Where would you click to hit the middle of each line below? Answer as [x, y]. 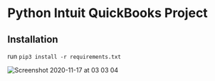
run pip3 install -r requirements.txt [64, 56]
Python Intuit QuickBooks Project [107, 13]
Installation [33, 39]
